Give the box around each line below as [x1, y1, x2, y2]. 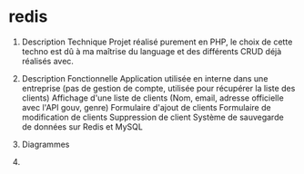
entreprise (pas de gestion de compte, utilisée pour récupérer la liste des [21, 82, 296, 93]
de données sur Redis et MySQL [21, 121, 143, 132]
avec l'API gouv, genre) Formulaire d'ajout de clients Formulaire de [21, 101, 271, 112]
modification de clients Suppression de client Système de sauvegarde [21, 111, 284, 122]
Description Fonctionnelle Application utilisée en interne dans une [21, 72, 269, 83]
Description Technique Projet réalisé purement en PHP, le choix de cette [21, 36, 293, 47]
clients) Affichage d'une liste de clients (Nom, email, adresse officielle [21, 92, 284, 103]
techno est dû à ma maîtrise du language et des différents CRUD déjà [21, 45, 282, 56]
